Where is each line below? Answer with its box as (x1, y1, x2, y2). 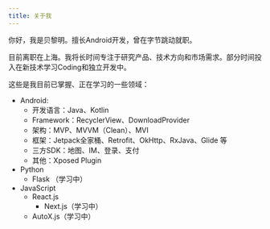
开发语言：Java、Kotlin (31, 105, 109, 114)
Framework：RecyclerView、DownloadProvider (31, 114, 190, 125)
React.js (31, 191, 59, 202)
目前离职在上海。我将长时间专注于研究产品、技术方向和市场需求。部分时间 (8, 52, 255, 61)
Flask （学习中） (31, 174, 88, 184)
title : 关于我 (8, 11, 52, 20)
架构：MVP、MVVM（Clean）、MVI (31, 125, 149, 135)
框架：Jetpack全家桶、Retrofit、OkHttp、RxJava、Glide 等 (31, 135, 227, 145)
